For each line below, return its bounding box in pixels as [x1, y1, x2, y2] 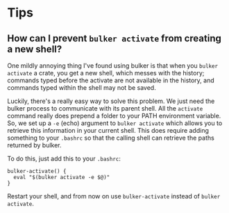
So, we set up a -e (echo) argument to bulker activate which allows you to [7, 119, 223, 127]
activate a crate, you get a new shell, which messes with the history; [7, 69, 205, 77]
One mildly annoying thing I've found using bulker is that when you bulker [7, 62, 219, 70]
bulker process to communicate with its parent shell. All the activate [7, 104, 203, 112]
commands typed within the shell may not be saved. [7, 84, 156, 91]
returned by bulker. [7, 141, 62, 149]
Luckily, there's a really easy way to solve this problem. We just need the [7, 97, 215, 105]
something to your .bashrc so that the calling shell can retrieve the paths [7, 133, 215, 142]
